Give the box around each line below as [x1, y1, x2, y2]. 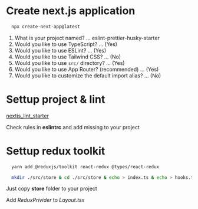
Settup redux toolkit [6, 144, 105, 158]
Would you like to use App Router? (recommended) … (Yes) [14, 66, 159, 73]
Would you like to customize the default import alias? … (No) [14, 72, 161, 79]
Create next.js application [6, 4, 136, 18]
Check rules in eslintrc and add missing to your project [6, 123, 140, 130]
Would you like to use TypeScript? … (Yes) [14, 40, 118, 48]
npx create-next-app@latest [11, 24, 81, 30]
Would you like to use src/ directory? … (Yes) [14, 59, 125, 66]
